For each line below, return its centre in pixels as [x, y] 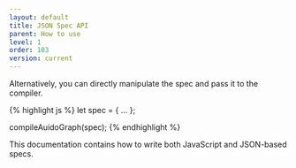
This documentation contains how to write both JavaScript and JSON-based [148, 144]
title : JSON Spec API [49, 26]
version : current [41, 58]
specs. [21, 154]
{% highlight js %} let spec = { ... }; [72, 110]
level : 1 [25, 42]
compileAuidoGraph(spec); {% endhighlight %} [95, 127]
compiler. [26, 93]
